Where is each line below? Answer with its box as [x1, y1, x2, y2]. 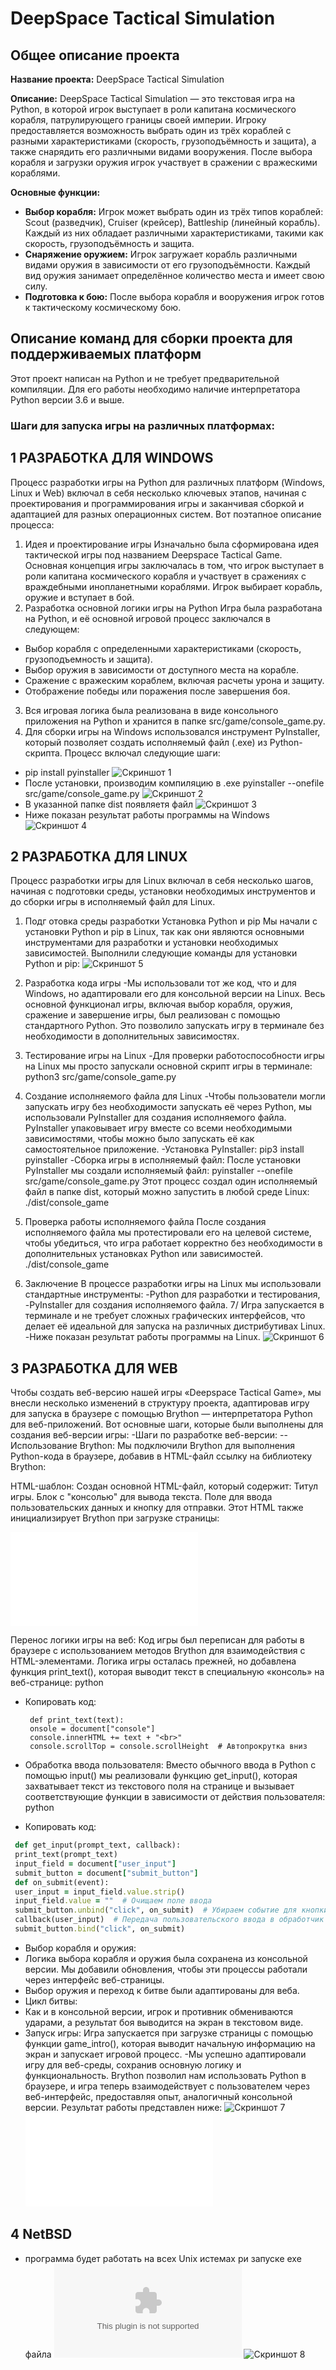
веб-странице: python [10, 1677, 104, 1689]
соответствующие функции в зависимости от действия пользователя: [24, 1791, 326, 1803]
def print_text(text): [29, 1715, 125, 1726]
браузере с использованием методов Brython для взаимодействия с [10, 1645, 306, 1657]
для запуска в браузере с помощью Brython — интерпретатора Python [10, 1408, 313, 1420]
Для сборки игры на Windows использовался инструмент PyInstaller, [24, 725, 321, 737]
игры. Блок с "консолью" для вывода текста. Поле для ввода [10, 1491, 273, 1503]
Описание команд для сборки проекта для [10, 330, 293, 347]
